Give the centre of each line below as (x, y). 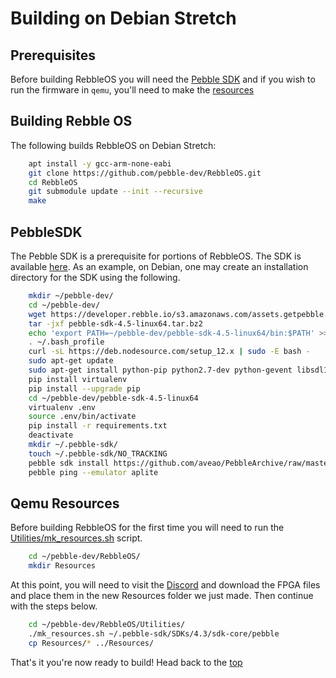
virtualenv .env (62, 407)
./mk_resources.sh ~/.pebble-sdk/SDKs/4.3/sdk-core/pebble (154, 633)
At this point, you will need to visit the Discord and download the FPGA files (165, 585)
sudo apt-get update (71, 361)
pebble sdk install (69, 463)
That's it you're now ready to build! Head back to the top (126, 662)
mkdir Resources (62, 566)
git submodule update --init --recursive (115, 192)
